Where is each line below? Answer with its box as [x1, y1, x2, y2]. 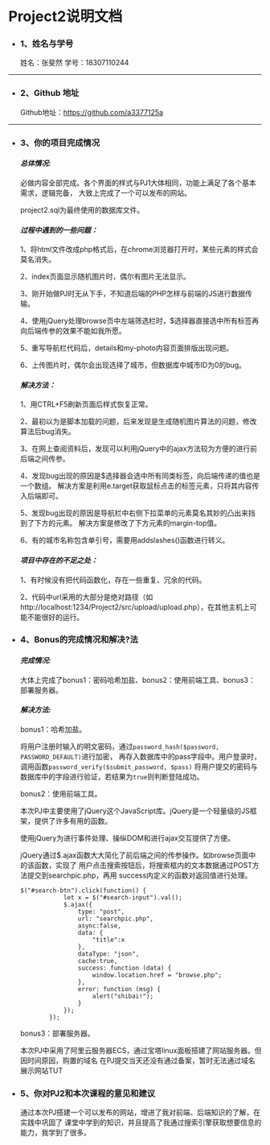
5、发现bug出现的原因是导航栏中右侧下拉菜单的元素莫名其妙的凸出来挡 [19, 508, 256, 518]
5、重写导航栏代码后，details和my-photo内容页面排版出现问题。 [19, 343, 234, 353]
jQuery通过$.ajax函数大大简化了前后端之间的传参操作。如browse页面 [19, 850, 249, 860]
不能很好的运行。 [27, 612, 84, 622]
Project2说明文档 [8, 7, 123, 26]
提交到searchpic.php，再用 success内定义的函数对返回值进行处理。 [27, 870, 252, 880]
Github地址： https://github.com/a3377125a [19, 107, 163, 117]
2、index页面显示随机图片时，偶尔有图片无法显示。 [19, 271, 191, 282]
